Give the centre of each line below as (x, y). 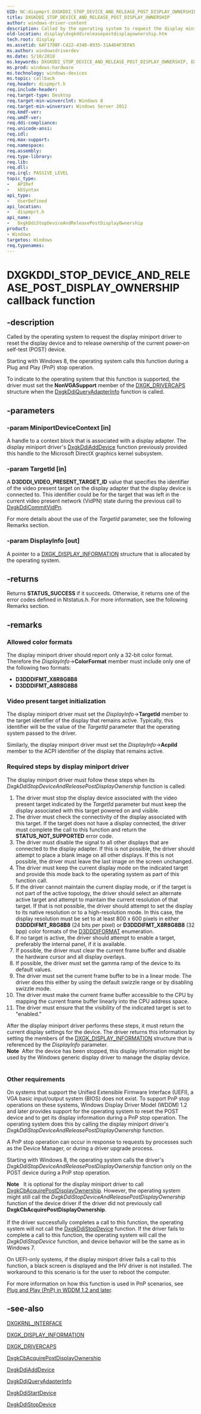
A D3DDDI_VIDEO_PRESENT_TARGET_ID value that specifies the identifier (98, 482)
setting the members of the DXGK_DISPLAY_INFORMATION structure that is (100, 1038)
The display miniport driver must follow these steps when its (81, 780)
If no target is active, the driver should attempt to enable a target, (95, 938)
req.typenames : (26, 245)
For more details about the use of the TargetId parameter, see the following (99, 519)
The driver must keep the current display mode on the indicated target (102, 868)
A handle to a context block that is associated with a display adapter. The (97, 441)
